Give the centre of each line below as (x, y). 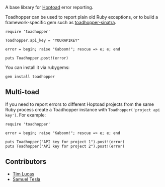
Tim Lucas (23, 174)
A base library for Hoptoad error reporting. (49, 7)
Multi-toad (22, 92)
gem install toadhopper (30, 77)
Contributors (26, 162)
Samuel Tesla (26, 179)
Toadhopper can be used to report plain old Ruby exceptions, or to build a (82, 17)
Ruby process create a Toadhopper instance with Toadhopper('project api (83, 109)
